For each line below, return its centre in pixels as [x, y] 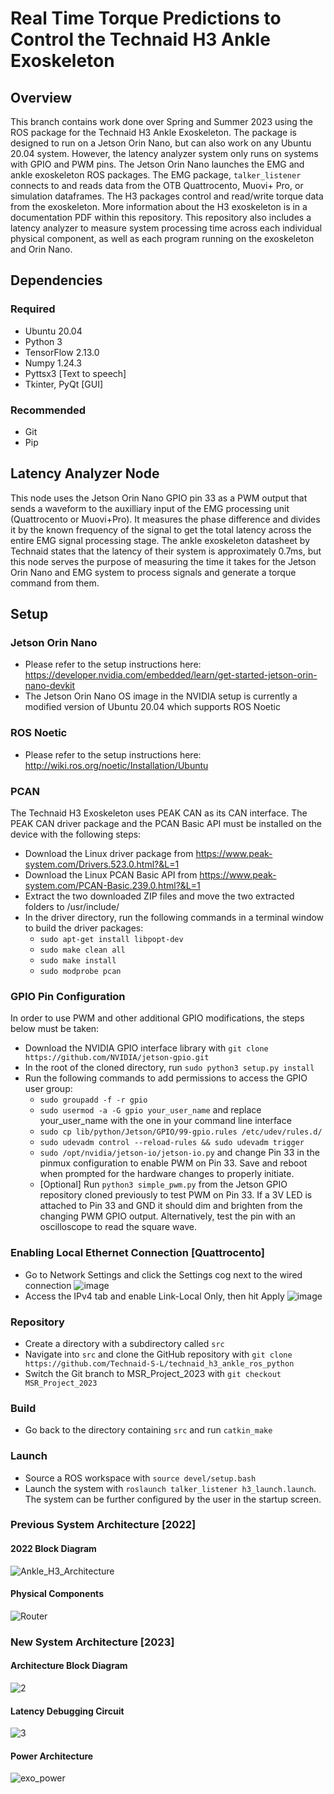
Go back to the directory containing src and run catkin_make [148, 1430]
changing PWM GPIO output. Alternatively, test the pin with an [167, 1216]
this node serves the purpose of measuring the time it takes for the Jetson [163, 561]
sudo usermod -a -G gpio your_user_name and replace [150, 1110]
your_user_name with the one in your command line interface [165, 1121]
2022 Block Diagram [53, 1549]
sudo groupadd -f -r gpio [93, 1100]
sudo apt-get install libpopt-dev [111, 940]
